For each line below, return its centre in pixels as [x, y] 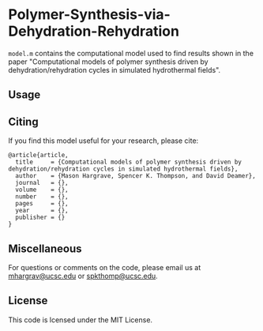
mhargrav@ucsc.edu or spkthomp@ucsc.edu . [83, 276]
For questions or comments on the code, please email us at [105, 267]
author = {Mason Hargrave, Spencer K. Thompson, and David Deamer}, [136, 176]
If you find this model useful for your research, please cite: [103, 141]
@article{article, [38, 156]
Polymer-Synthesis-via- [90, 15]
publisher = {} [40, 218]
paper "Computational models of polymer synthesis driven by [108, 62]
